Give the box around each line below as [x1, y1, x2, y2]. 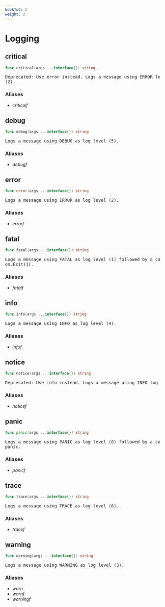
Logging [5, 33, 40, 44]
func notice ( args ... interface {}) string [5, 371, 91, 376]
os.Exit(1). [5, 262, 34, 267]
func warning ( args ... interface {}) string [5, 554, 93, 558]
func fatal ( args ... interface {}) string [5, 248, 89, 253]
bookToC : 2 [5, 7, 27, 12]
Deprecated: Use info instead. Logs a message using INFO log [5, 380, 158, 386]
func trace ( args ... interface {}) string [5, 494, 89, 500]
